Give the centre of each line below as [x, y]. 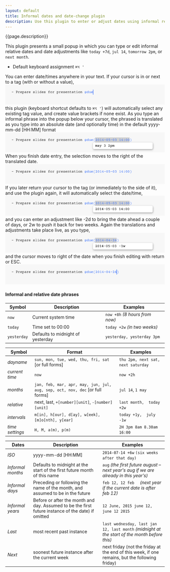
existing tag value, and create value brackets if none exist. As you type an [82, 113]
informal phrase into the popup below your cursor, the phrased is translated [84, 119]
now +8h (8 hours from [128, 315]
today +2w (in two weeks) [132, 327]
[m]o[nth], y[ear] [54, 421]
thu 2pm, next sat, [140, 360]
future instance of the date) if [64, 511]
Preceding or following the [60, 483]
